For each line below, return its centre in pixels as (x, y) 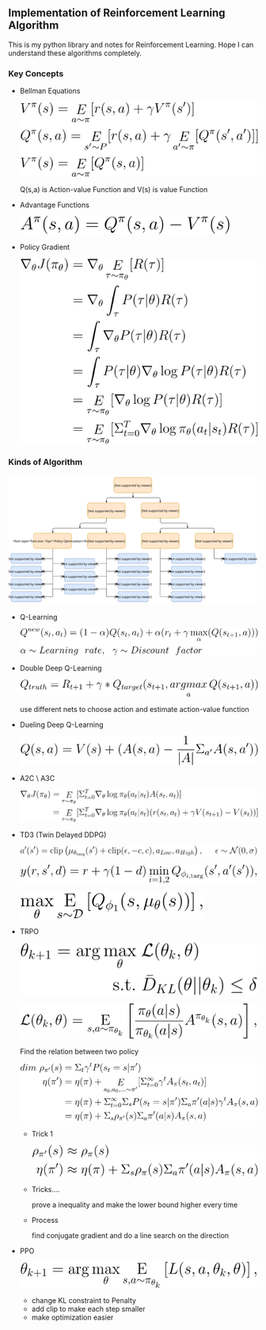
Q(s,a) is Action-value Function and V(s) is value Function (114, 189)
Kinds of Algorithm (46, 462)
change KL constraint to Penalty (84, 1300)
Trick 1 (42, 1133)
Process (45, 1220)
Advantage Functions (54, 205)
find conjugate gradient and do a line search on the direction (130, 1236)
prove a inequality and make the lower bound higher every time (135, 1205)
